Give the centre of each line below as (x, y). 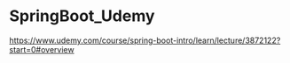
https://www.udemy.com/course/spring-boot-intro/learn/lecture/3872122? (145, 40)
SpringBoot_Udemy (82, 16)
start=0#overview (42, 49)
